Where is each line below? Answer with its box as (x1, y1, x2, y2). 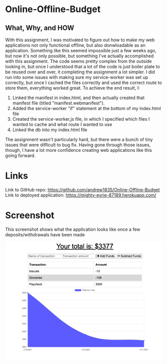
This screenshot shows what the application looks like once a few (5, 226, 140, 232)
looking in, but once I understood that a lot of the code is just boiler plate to (5, 64, 160, 69)
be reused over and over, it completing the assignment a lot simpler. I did (5, 69, 155, 75)
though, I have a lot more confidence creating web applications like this (5, 147, 152, 153)
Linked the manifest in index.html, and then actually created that (12, 95, 145, 101)
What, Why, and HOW (5, 24, 74, 32)
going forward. (5, 152, 36, 158)
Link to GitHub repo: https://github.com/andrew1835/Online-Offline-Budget (5, 187, 160, 193)
